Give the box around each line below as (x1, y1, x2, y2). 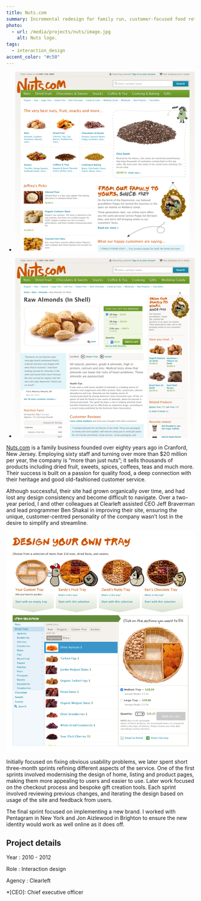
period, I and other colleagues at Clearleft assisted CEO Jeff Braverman (18, 500, 195, 507)
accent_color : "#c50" (6, 54, 60, 60)
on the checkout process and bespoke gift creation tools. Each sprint (6, 783, 176, 791)
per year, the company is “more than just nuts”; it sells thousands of (6, 456, 173, 464)
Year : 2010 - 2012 (6, 854, 51, 861)
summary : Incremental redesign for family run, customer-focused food (6, 16, 186, 22)
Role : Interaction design (6, 866, 66, 873)
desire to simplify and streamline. (6, 519, 89, 527)
